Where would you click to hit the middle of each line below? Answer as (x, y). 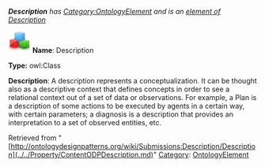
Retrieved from (32, 138)
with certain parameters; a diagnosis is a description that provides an (121, 114)
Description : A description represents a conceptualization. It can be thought (132, 81)
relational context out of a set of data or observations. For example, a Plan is (132, 97)
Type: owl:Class (34, 65)
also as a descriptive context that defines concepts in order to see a (119, 89)
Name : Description (63, 50)
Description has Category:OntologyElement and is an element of (115, 11)
